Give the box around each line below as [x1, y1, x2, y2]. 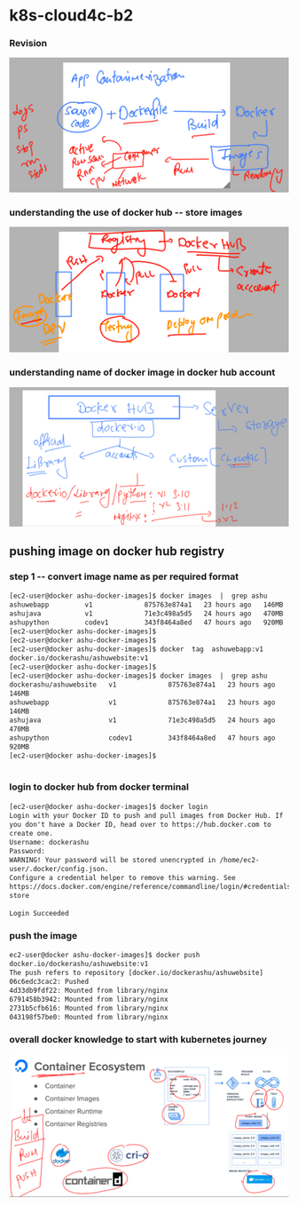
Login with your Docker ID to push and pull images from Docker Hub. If [9, 811, 284, 820]
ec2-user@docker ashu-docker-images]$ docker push [9, 950, 200, 959]
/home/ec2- [219, 855, 260, 864]
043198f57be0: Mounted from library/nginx [9, 1012, 169, 1021]
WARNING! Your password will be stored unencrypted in [9, 855, 216, 864]
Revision [9, 37, 48, 50]
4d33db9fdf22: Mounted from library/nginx [9, 986, 169, 995]
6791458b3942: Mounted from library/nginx [9, 995, 169, 1004]
